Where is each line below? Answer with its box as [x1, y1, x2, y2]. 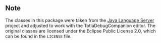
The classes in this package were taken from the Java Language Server [5, 17, 154, 23]
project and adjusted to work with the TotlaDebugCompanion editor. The [5, 22, 155, 28]
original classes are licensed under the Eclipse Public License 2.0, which [5, 27, 156, 34]
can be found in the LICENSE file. [5, 33, 72, 39]
